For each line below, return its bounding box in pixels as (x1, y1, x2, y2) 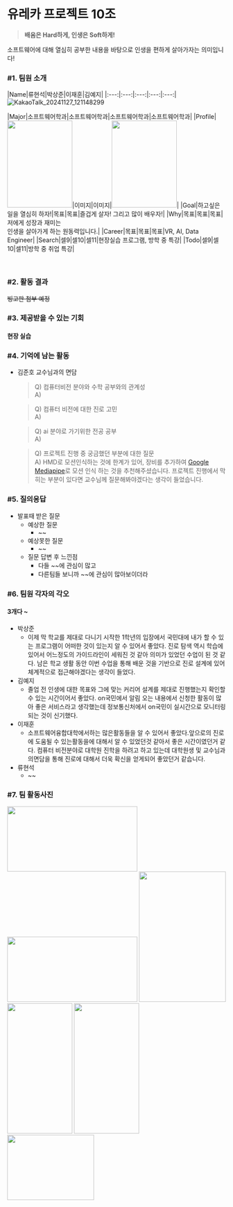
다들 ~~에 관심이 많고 (37, 561, 96, 569)
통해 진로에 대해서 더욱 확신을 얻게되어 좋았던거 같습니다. (51, 754, 206, 763)
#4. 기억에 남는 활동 (7, 350, 70, 360)
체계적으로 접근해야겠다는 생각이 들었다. (27, 667, 136, 676)
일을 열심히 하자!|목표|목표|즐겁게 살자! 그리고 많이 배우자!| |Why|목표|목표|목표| (7, 210, 223, 218)
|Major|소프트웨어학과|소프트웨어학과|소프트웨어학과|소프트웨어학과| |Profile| (7, 113, 217, 121)
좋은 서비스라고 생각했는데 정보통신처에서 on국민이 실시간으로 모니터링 (35, 702, 226, 711)
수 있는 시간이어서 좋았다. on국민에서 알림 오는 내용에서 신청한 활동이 (27, 693, 215, 702)
